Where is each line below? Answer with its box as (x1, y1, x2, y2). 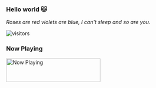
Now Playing (6, 45, 43, 53)
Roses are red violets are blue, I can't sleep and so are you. (6, 19, 151, 26)
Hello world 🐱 (6, 5, 48, 13)
